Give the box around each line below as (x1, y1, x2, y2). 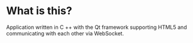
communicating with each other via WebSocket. (6, 29, 124, 37)
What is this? (6, 4, 73, 18)
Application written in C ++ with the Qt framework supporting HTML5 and (6, 24, 187, 31)
